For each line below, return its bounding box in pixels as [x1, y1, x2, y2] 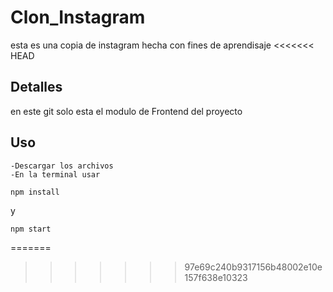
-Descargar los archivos [10, 161, 114, 171]
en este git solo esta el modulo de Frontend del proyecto [10, 105, 243, 117]
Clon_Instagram [10, 6, 146, 29]
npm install [10, 187, 60, 197]
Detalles [10, 79, 63, 96]
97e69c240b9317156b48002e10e [184, 261, 323, 273]
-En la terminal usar [10, 169, 101, 180]
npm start [10, 224, 52, 234]
